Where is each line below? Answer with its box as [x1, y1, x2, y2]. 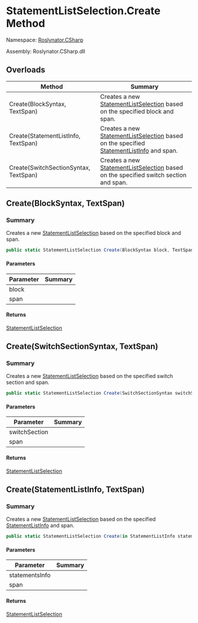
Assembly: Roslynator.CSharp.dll [6, 47, 85, 54]
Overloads [6, 65, 45, 75]
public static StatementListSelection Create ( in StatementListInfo [6, 534, 176, 540]
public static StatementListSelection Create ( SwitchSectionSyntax [6, 390, 173, 396]
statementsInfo [9, 571, 51, 579]
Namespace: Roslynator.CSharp [6, 36, 84, 43]
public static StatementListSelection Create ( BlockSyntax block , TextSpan [6, 247, 194, 253]
